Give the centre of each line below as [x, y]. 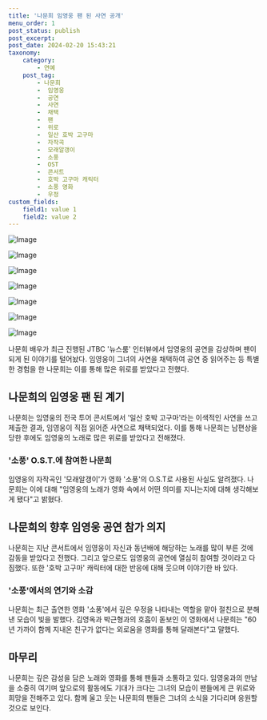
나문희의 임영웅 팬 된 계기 [67, 397]
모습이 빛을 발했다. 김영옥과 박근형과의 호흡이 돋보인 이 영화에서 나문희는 [130, 619]
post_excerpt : [32, 38]
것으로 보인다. [30, 708]
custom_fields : [34, 202]
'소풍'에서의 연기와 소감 [51, 591]
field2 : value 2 [50, 217]
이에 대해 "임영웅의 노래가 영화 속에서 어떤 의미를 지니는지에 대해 [130, 489]
